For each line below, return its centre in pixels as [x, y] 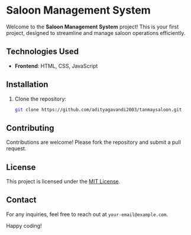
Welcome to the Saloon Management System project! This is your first [93, 27]
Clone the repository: [41, 99]
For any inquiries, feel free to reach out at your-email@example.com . [87, 214]
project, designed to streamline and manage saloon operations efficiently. [96, 33]
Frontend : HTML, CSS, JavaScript [56, 66]
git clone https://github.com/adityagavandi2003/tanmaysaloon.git [98, 110]
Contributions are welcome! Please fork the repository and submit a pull [94, 142]
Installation [27, 84]
